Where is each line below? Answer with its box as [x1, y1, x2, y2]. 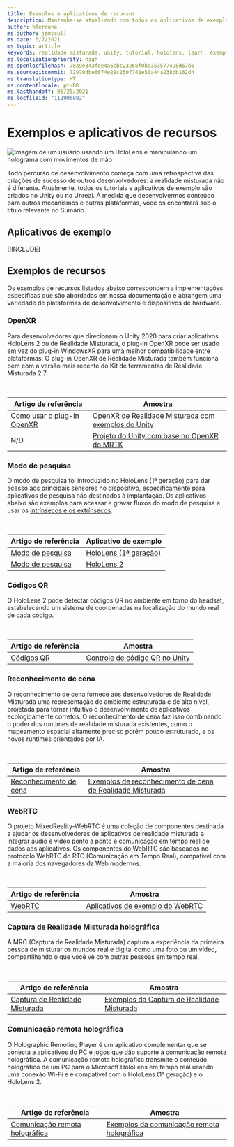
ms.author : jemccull [7, 29, 68, 37]
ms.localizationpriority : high [7, 56, 98, 63]
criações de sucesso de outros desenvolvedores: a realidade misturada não [7, 176, 225, 185]
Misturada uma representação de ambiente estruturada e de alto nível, [7, 697, 210, 706]
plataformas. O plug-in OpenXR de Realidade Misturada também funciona [7, 354, 219, 362]
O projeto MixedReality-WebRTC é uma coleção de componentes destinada [7, 822, 224, 830]
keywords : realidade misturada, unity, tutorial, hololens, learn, [7, 50, 208, 57]
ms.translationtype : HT [7, 75, 77, 82]
